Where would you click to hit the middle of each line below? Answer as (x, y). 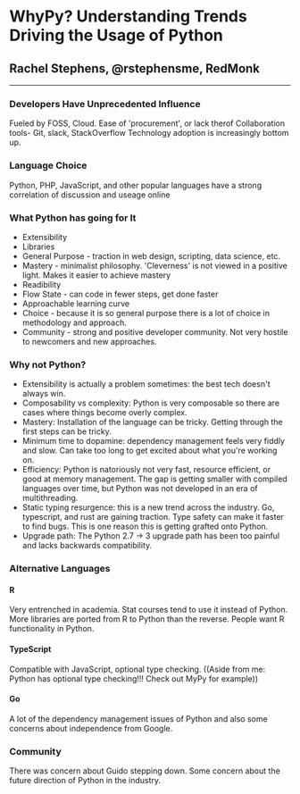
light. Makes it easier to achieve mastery (96, 275)
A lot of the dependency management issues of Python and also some (138, 719)
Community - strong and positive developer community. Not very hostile (155, 331)
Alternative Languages (60, 569)
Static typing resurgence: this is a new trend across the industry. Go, (148, 507)
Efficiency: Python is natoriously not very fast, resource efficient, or (146, 470)
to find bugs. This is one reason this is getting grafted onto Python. (145, 527)
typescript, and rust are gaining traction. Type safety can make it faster (153, 517)
